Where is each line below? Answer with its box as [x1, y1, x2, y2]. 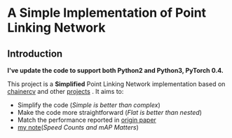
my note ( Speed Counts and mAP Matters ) [17, 123, 139, 131]
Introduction [7, 48, 63, 60]
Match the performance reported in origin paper [17, 116, 156, 124]
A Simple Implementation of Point [7, 5, 207, 21]
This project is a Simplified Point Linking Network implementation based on [7, 80, 226, 88]
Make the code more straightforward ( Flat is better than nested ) [17, 109, 202, 116]
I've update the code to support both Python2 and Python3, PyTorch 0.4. [7, 67, 224, 74]
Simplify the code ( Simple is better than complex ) [17, 101, 161, 109]
